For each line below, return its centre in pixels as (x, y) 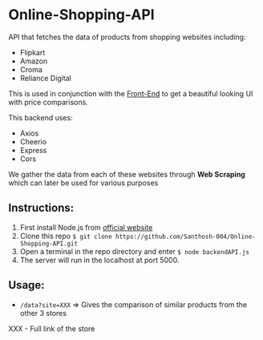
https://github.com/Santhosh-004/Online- (185, 237)
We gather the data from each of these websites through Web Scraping (127, 174)
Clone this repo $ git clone (66, 236)
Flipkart (32, 52)
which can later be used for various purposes (83, 183)
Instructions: (41, 208)
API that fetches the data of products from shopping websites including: (127, 37)
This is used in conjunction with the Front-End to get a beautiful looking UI (131, 93)
